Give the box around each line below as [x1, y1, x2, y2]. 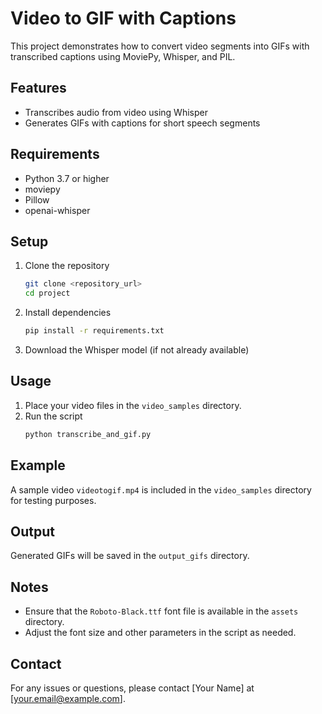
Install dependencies [24, 307, 112, 319]
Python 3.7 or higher [24, 172, 110, 184]
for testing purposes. [10, 494, 97, 506]
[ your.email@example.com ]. [10, 692, 126, 704]
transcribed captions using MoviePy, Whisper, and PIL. [10, 50, 236, 62]
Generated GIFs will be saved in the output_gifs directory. [10, 550, 250, 562]
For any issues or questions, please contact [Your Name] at [10, 682, 255, 694]
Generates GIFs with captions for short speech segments [24, 117, 261, 129]
